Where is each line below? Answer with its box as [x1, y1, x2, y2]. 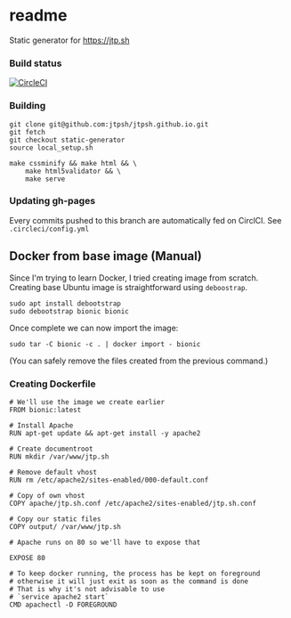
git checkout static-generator [9, 135, 125, 144]
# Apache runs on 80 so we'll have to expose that [9, 538, 201, 547]
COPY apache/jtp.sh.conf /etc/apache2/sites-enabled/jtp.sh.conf [9, 499, 256, 508]
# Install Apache [9, 420, 74, 430]
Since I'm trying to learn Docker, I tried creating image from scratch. [9, 272, 259, 283]
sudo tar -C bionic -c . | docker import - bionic [9, 339, 201, 348]
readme [9, 5, 68, 26]
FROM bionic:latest [9, 405, 82, 414]
